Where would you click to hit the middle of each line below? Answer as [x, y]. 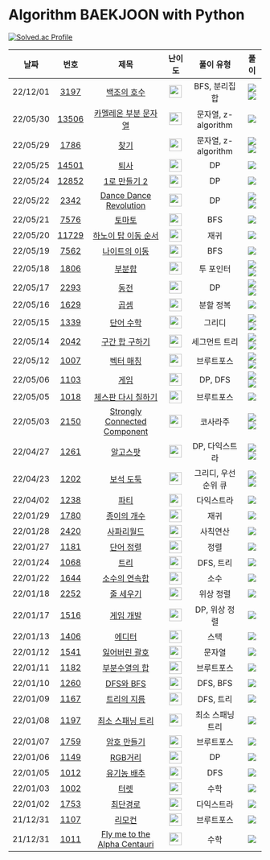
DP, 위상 [210, 610]
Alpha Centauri [126, 844]
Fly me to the [126, 833]
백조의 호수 [126, 92]
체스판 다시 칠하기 [126, 398]
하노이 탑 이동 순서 [126, 236]
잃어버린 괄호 [126, 652]
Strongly [126, 411]
